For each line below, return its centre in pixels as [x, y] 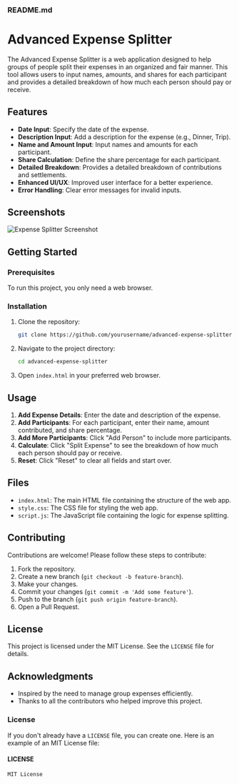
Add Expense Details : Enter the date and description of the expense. [119, 415]
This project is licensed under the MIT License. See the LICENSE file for [111, 646]
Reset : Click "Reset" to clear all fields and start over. [95, 461]
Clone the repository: [49, 322]
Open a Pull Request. [49, 607]
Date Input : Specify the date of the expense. [83, 129]
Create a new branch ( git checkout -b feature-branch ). [101, 576]
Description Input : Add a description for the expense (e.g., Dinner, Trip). [124, 136]
